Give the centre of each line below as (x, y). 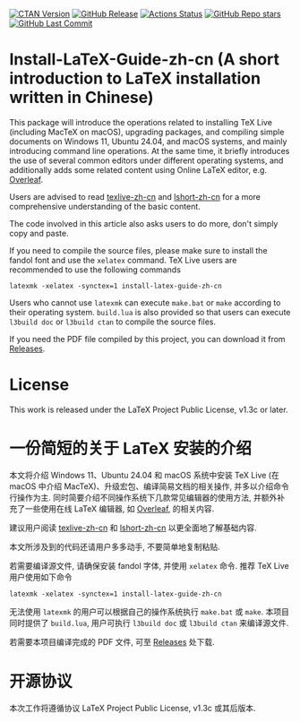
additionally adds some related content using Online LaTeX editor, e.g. (138, 169)
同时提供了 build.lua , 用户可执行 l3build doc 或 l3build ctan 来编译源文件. (149, 623)
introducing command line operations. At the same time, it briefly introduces (150, 150)
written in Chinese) (81, 98)
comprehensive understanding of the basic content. (105, 206)
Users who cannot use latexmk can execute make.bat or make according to (145, 302)
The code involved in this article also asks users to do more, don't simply (144, 223)
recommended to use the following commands (95, 270)
